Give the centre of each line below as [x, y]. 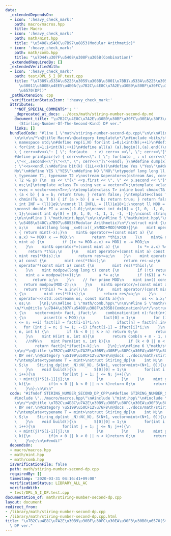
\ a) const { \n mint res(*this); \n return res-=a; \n [87, 261]
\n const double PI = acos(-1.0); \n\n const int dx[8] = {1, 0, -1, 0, [90, 209]
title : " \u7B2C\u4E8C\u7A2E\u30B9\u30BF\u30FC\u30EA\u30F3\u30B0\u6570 [83, 521]
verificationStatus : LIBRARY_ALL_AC [49, 483]
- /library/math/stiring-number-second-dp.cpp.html [61, 516]
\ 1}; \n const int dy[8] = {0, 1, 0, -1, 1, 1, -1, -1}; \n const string [91, 214]
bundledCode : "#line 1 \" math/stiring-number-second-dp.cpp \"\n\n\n [84, 133]
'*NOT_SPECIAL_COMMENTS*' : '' [47, 109]
